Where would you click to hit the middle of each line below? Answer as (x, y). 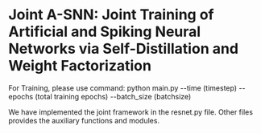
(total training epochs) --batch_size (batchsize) (113, 96)
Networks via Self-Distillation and (124, 49)
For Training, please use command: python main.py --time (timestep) (123, 88)
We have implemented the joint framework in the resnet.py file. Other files (131, 112)
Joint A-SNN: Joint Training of (111, 15)
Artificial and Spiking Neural (105, 32)
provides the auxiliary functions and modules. (84, 120)
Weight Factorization (80, 66)
